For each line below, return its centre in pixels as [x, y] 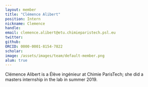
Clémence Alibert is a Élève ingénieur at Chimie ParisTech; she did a [74, 74]
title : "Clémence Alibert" [33, 14]
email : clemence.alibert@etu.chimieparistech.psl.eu [60, 33]
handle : [13, 28]
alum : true [16, 60]
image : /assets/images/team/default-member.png [55, 56]
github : [13, 42]
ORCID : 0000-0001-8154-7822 [34, 46]
